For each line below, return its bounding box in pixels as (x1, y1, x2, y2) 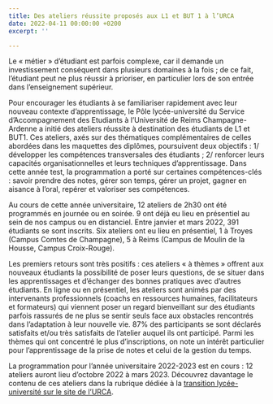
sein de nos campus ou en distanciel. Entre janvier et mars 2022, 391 (8, 217, 240, 228)
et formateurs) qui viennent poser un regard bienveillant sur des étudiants (8, 302, 256, 312)
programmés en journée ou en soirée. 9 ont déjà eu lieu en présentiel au (8, 209, 250, 219)
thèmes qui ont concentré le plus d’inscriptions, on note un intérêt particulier (8, 337, 265, 346)
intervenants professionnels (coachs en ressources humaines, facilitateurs (8, 293, 258, 303)
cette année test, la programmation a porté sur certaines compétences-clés (8, 167, 262, 177)
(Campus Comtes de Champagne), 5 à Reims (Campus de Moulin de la (8, 235, 245, 245)
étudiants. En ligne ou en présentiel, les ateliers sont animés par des (8, 285, 236, 295)
